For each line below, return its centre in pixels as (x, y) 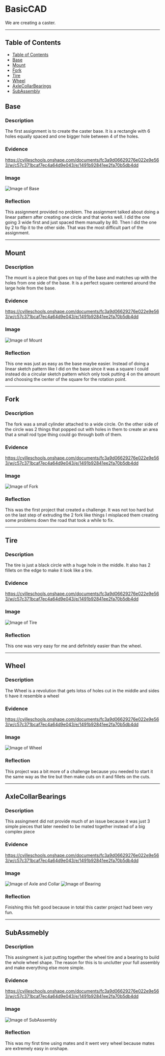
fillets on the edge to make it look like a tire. (49, 571)
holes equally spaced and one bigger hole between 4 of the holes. (72, 137)
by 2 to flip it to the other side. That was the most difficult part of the (74, 228)
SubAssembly (26, 91)
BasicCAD (26, 9)
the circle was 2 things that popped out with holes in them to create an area (82, 429)
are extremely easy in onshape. (37, 1048)
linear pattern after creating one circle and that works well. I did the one (77, 217)
